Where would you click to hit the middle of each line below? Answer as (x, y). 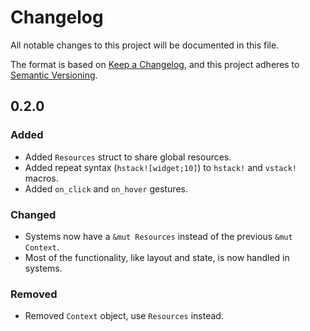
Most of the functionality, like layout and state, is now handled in (157, 257)
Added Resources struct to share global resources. (128, 157)
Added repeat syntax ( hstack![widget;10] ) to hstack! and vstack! (160, 167)
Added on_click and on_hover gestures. (106, 188)
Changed (33, 214)
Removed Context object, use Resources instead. (124, 316)
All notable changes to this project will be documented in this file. (145, 45)
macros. (41, 178)
